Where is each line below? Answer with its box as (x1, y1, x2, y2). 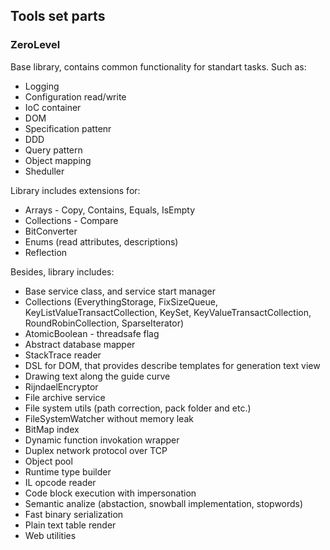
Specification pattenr (24, 122, 112, 134)
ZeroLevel (10, 38, 61, 52)
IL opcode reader (24, 476, 97, 488)
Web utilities (24, 529, 77, 541)
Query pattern (24, 144, 83, 156)
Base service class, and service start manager (24, 285, 216, 297)
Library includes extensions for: (10, 184, 141, 196)
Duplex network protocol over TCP (24, 444, 168, 456)
